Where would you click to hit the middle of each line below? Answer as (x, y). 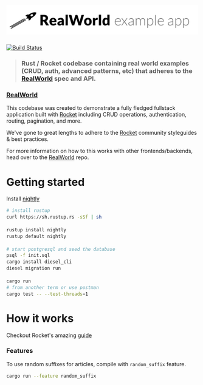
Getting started (46, 182)
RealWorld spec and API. (58, 79)
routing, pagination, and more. (44, 121)
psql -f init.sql (28, 256)
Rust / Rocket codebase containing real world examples (105, 64)
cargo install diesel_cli (39, 262)
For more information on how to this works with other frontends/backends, (100, 151)
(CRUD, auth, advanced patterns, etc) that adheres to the (107, 71)
